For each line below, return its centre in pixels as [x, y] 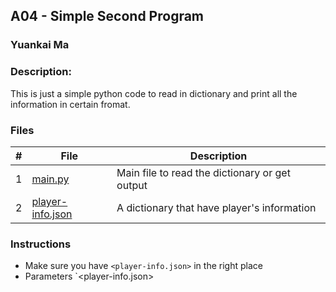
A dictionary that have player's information [216, 207]
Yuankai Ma [40, 45]
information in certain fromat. [70, 104]
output [132, 185]
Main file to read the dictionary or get [203, 172]
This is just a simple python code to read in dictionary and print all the [154, 93]
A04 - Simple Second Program [107, 16]
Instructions [41, 244]
